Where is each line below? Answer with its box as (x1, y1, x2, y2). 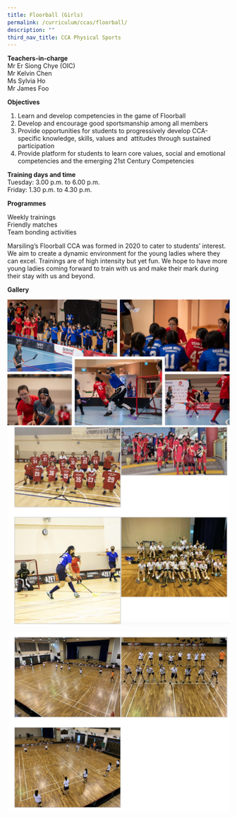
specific (17, 135, 41, 143)
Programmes (7, 199, 47, 208)
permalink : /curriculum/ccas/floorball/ (7, 18, 128, 26)
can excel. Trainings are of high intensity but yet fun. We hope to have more (7, 257, 228, 265)
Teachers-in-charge (7, 54, 68, 63)
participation (17, 142, 55, 150)
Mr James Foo (7, 84, 49, 93)
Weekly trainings (7, 213, 56, 222)
